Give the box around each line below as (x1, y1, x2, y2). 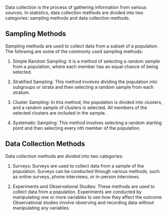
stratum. (12, 89, 30, 95)
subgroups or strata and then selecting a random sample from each (12, 84, 154, 90)
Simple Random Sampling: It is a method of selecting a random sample (12, 58, 160, 64)
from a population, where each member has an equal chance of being (12, 63, 158, 70)
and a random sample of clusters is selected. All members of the (12, 104, 148, 111)
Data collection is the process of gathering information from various (5, 5, 147, 10)
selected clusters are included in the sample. (12, 110, 106, 116)
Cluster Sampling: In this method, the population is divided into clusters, (12, 99, 163, 105)
